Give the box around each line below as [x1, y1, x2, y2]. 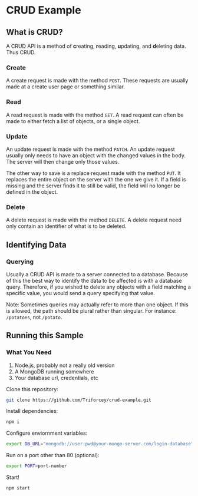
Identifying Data [6, 240, 67, 250]
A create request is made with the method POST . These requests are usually [6, 77, 189, 84]
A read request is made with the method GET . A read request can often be [6, 111, 184, 118]
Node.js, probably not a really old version [14, 362, 115, 369]
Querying [6, 257, 34, 266]
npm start [6, 485, 31, 491]
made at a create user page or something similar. [6, 83, 125, 90]
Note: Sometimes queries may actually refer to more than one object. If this [6, 301, 189, 308]
